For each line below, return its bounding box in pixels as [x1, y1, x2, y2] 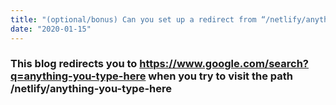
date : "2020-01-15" [10, 24, 92, 34]
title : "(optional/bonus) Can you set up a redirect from [10, 14, 257, 25]
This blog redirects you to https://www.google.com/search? [10, 57, 309, 71]
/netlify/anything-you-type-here [10, 82, 172, 96]
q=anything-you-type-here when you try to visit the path [10, 69, 293, 83]
